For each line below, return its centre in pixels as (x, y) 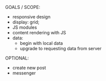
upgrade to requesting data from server (60, 48)
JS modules (25, 27)
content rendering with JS (39, 33)
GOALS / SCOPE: (23, 7)
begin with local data (41, 43)
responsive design (31, 17)
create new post (29, 68)
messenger (24, 73)
